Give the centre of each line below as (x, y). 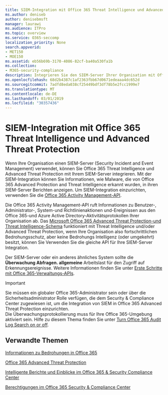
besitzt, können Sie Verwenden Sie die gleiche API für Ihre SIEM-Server (79, 242)
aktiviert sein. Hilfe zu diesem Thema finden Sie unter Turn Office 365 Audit (83, 320)
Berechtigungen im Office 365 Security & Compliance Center (68, 387)
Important (15, 283)
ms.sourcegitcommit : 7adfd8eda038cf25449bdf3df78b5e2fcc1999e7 (72, 84)
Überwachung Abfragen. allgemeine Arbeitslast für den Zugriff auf (75, 263)
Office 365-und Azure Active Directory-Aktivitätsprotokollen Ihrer (72, 216)
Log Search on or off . (27, 325)
